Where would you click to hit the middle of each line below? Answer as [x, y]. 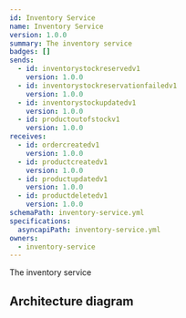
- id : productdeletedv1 [62, 196]
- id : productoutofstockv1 [69, 119]
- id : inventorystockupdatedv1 [77, 103]
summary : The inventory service [71, 43]
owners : [24, 238]
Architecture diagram [72, 301]
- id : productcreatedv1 [62, 162]
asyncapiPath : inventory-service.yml [89, 230]
